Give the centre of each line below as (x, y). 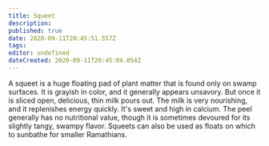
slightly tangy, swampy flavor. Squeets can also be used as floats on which (132, 126)
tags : (17, 46)
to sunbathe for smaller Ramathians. (68, 134)
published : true (35, 30)
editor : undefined (39, 53)
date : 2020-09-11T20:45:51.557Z (62, 38)
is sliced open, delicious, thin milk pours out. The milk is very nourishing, (128, 100)
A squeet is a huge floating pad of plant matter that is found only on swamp (133, 83)
